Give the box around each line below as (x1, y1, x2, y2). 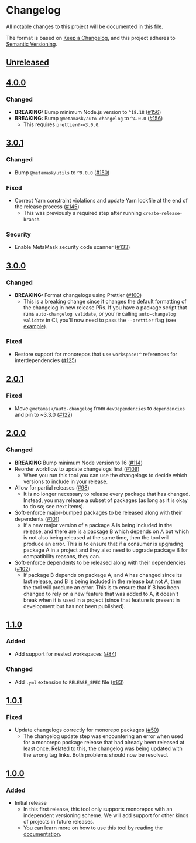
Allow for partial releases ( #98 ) (14, 484, 90, 491)
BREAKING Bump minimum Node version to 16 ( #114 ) (14, 459, 143, 466)
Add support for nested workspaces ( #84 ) (14, 650, 117, 657)
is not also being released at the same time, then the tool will (23, 534, 170, 541)
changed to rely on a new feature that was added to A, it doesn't (23, 590, 178, 597)
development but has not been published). (23, 602, 126, 609)
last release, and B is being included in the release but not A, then (23, 578, 182, 585)
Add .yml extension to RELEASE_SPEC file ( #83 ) (14, 679, 125, 686)
